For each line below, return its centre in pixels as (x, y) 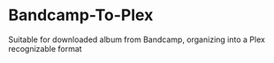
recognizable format (45, 48)
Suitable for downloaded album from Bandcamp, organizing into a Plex (137, 39)
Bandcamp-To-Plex (81, 15)
